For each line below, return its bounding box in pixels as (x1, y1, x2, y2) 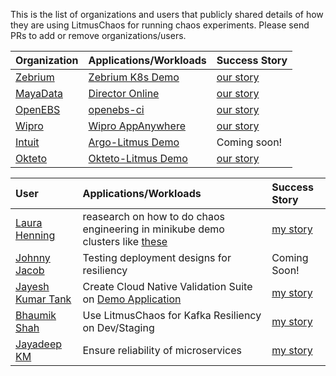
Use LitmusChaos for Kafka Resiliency (82, 309, 262, 322)
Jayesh (15, 280, 50, 293)
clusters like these (82, 235, 168, 248)
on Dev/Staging (82, 321, 155, 334)
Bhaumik (15, 309, 57, 322)
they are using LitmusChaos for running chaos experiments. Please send (10, 19, 310, 31)
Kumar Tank (15, 292, 72, 306)
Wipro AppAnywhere (88, 119, 186, 133)
